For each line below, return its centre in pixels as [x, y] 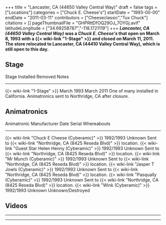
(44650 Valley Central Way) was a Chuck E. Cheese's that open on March [82, 33]
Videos [16, 206]
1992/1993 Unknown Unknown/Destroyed [48, 190]
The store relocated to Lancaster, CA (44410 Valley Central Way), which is [83, 44]
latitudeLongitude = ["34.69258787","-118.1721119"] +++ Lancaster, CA [77, 28]
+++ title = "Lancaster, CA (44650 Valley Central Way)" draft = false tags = [82, 7]
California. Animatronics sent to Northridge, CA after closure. [67, 96]
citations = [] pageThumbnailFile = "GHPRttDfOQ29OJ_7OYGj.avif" [73, 23]
